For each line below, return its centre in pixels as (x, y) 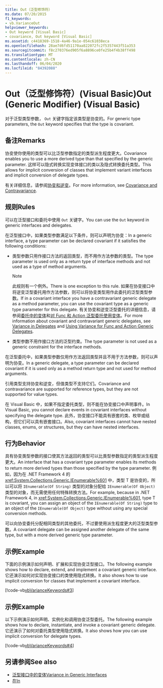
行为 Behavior (25, 443)
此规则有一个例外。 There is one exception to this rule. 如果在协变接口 (81, 286)
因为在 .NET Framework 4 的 (42, 474)
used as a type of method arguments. (49, 266)
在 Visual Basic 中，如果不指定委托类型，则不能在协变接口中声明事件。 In (78, 404)
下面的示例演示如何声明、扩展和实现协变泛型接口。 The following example (79, 564)
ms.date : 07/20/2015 (26, 14)
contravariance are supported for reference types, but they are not (72, 389)
